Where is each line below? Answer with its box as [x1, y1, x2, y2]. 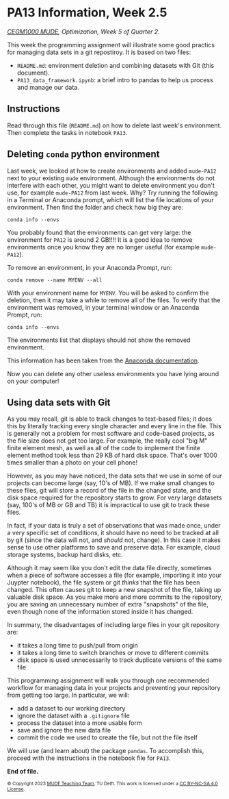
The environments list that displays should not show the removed [7, 336, 191, 344]
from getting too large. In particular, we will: [7, 691, 130, 700]
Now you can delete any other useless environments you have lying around [7, 369, 219, 378]
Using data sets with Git [7, 396, 111, 408]
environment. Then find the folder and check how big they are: [7, 203, 183, 211]
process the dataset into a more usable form [16, 719, 142, 727]
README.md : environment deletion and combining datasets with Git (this [16, 61, 215, 69]
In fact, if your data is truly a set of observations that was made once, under [7, 521, 221, 530]
